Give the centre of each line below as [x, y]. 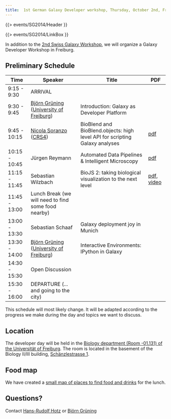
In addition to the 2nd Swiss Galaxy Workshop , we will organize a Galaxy [81, 44]
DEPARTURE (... [49, 284]
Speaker [53, 80]
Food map [21, 370]
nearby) [40, 213]
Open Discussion [51, 270]
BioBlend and [96, 124]
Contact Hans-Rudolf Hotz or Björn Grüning [51, 410]
